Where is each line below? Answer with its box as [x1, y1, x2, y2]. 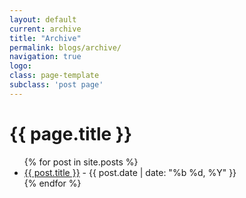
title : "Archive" [9, 33, 82, 43]
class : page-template [9, 71, 100, 81]
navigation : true [9, 52, 82, 62]
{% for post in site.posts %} [23, 156, 139, 168]
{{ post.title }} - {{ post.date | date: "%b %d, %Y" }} [23, 166, 237, 178]
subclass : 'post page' [9, 80, 104, 90]
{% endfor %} [23, 177, 82, 189]
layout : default [9, 14, 77, 25]
